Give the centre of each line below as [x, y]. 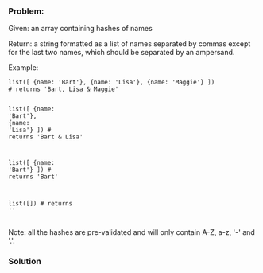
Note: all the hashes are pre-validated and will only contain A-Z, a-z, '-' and [132, 232]
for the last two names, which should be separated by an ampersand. [122, 53]
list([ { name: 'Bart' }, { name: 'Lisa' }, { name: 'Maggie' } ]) [112, 82]
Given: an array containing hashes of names [80, 29]
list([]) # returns [41, 203]
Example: [23, 68]
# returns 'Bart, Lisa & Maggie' [64, 89]
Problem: [26, 11]
